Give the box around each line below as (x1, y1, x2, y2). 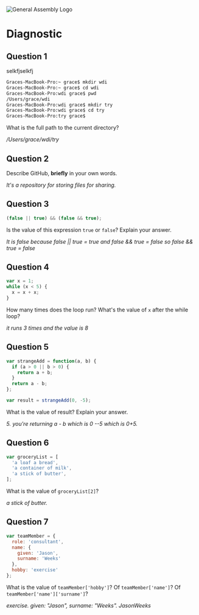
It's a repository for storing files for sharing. (6, 181, 116, 189)
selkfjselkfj (6, 68, 33, 74)
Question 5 (6, 342, 49, 352)
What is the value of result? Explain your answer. (6, 408, 128, 415)
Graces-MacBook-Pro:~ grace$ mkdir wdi (6, 79, 108, 85)
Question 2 (6, 153, 49, 164)
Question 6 (6, 438, 49, 448)
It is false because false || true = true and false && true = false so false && (6, 238, 194, 245)
